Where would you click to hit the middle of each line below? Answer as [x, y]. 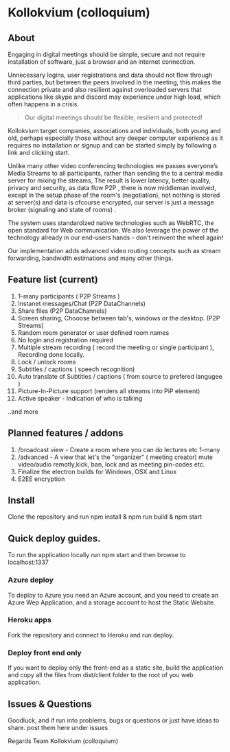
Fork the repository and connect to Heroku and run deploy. [91, 635]
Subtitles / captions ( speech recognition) [76, 369]
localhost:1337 [28, 562]
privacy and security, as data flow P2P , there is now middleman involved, [112, 188]
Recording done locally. [51, 354]
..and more [23, 411]
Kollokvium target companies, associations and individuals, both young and [114, 131]
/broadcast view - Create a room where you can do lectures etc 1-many [119, 449]
